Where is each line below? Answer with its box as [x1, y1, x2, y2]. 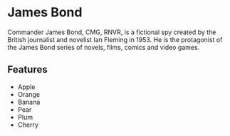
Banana [17, 98, 41, 106]
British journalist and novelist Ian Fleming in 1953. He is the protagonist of [7, 35, 223, 43]
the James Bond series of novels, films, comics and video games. [7, 43, 200, 51]
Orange [17, 90, 41, 98]
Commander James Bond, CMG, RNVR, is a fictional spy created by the [7, 28, 216, 36]
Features [7, 63, 48, 75]
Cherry [17, 120, 39, 129]
